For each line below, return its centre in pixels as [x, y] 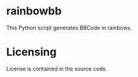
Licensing [31, 52]
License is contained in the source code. [57, 69]
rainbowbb [34, 11]
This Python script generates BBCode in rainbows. [69, 28]
